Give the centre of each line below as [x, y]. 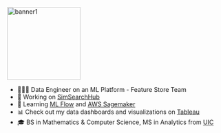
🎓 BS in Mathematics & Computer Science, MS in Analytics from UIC [115, 122]
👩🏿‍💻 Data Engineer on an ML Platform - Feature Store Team [102, 89]
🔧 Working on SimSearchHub [58, 97]
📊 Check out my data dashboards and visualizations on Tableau [108, 112]
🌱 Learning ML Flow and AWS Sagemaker [76, 104]
